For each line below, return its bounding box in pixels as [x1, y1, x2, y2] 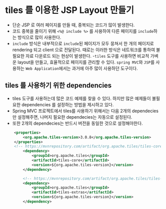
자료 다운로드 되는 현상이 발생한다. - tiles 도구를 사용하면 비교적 [25, 53, 150, 59]
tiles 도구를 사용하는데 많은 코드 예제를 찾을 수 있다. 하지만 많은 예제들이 [12, 95, 151, 101]
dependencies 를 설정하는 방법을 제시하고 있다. [21, 101, 114, 107]
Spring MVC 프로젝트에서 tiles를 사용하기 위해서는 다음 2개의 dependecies [12, 108, 159, 114]
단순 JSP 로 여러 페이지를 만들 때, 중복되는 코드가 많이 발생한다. [12, 22, 135, 28]
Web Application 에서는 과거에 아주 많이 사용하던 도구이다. [25, 65, 138, 71]
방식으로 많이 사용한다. [17, 34, 62, 40]
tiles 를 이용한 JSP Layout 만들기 [5, 4, 134, 16]
